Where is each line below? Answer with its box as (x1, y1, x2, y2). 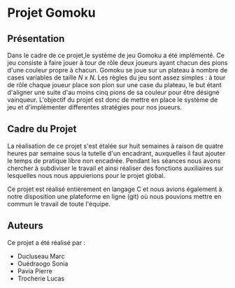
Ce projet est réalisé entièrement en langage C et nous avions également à (7, 185, 222, 193)
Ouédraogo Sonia (17, 259, 69, 268)
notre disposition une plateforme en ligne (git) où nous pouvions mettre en (7, 192, 222, 200)
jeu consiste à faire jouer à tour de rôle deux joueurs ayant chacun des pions (7, 59, 228, 67)
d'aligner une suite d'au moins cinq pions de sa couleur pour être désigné (7, 89, 220, 96)
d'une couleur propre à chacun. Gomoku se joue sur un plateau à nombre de (7, 66, 228, 74)
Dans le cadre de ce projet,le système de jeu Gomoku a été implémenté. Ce (7, 51, 225, 59)
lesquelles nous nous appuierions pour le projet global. (7, 171, 166, 179)
